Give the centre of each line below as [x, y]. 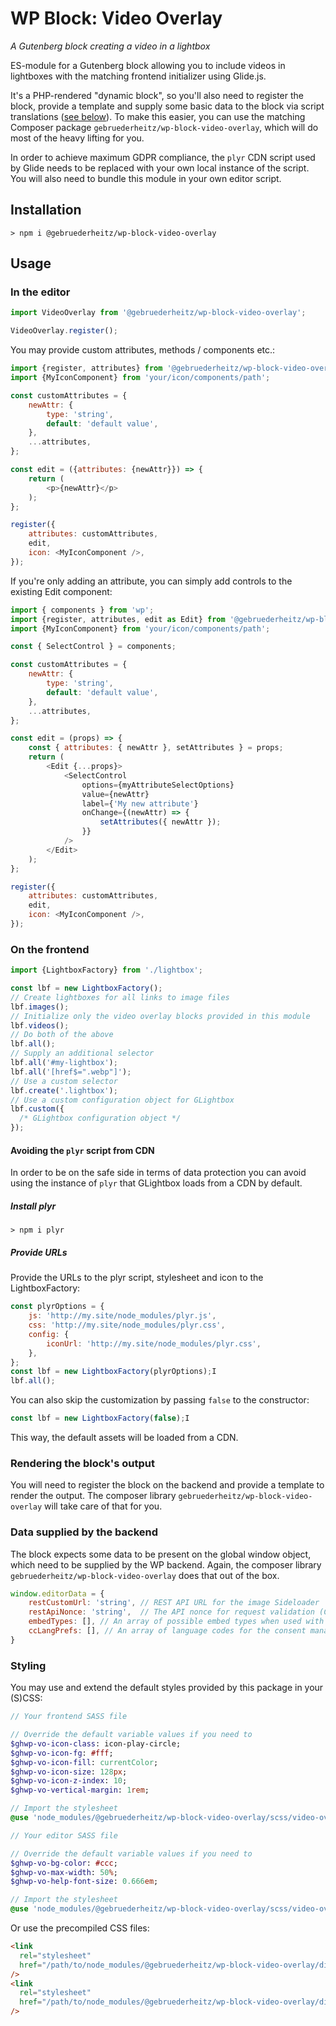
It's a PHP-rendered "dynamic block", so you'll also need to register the [157, 95]
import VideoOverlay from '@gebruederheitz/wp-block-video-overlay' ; [158, 313]
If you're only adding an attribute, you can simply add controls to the [151, 581]
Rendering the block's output [82, 1463]
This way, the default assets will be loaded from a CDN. [124, 1437]
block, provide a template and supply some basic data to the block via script [167, 106]
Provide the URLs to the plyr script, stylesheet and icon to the [137, 1278]
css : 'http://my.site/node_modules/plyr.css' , [127, 1325]
